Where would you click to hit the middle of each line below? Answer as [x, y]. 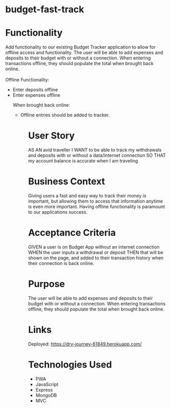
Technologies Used [70, 364]
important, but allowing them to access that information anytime [95, 201]
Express [44, 390]
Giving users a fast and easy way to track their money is [87, 196]
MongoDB [46, 395]
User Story [51, 136]
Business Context [67, 182]
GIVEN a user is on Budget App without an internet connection [94, 247]
